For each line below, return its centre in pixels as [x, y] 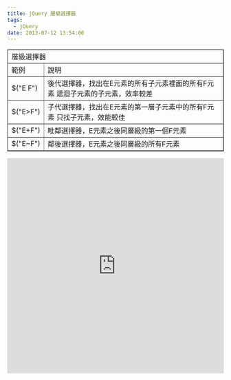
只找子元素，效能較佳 [91, 118]
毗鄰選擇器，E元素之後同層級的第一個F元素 [117, 131]
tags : [15, 20]
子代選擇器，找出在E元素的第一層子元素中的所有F [128, 107]
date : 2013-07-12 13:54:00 [46, 33]
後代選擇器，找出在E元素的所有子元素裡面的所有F [128, 83]
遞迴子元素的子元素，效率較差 [104, 94]
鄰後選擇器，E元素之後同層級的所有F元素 [114, 144]
